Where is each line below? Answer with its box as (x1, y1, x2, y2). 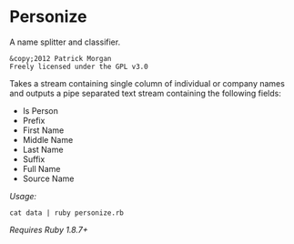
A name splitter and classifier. (9, 36, 121, 47)
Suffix (22, 153, 46, 165)
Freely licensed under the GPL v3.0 (9, 62, 148, 71)
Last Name (22, 144, 64, 155)
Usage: (9, 190, 37, 201)
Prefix (22, 115, 46, 126)
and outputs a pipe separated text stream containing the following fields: (9, 87, 282, 98)
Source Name (22, 173, 75, 184)
